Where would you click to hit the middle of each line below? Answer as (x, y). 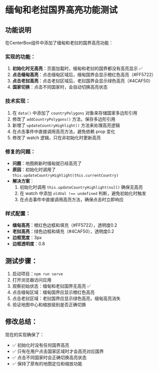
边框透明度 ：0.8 (29, 244)
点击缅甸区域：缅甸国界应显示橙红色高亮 (53, 292)
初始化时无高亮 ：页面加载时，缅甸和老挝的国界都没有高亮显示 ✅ (78, 69)
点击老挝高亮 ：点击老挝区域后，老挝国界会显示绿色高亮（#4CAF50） (82, 81)
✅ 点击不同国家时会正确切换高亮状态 (49, 357)
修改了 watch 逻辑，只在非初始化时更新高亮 (57, 138)
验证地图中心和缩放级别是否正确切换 (49, 304)
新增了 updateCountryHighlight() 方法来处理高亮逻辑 (66, 125)
